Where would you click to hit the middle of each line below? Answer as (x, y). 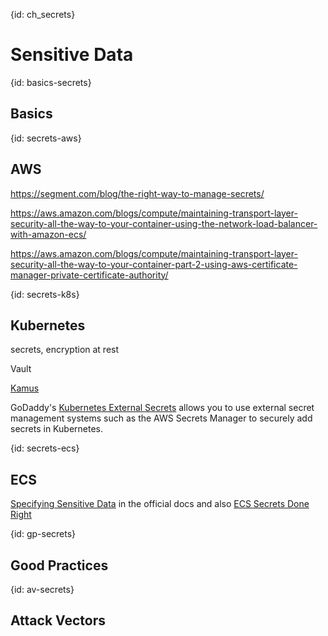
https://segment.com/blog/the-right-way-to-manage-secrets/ (137, 193)
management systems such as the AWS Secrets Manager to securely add (161, 418)
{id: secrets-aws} (46, 138)
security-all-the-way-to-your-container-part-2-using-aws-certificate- (154, 264)
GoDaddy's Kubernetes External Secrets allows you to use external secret (162, 408)
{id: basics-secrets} (51, 82)
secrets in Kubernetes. (57, 429)
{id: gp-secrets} (43, 534)
